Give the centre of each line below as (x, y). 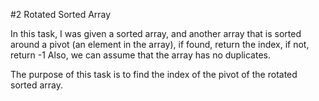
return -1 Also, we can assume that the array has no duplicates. (141, 55)
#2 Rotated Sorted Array (61, 14)
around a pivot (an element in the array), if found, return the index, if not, (160, 44)
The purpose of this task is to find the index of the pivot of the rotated (154, 74)
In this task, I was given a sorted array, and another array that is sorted (156, 33)
